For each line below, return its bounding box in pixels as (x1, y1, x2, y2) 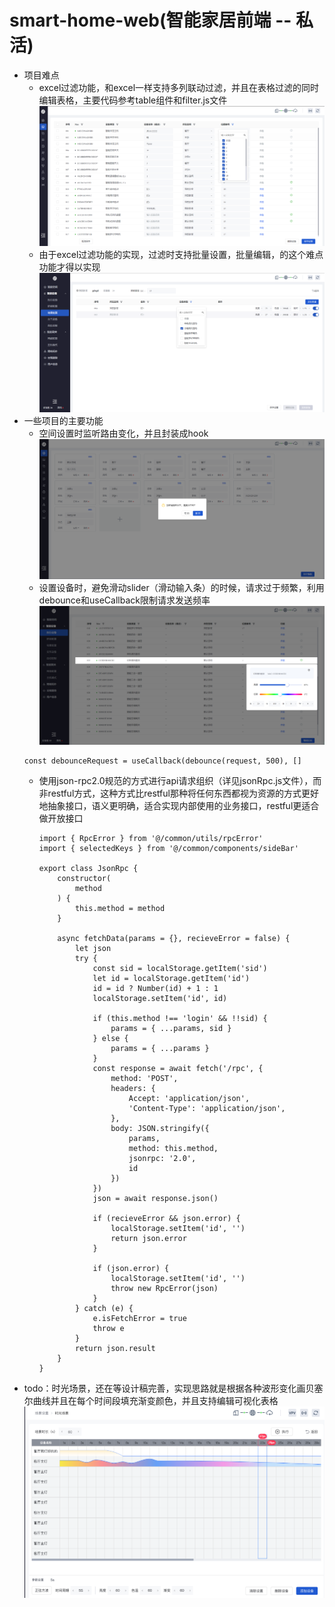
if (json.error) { (92, 1263, 170, 1273)
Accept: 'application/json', (128, 1093, 251, 1103)
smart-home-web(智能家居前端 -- (9, 9, 292, 32)
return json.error (110, 1233, 187, 1243)
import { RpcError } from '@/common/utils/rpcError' (38, 833, 264, 843)
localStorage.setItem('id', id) (92, 993, 228, 1003)
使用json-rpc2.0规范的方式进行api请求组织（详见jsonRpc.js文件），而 (38, 774, 322, 786)
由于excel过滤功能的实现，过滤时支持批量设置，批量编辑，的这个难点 (38, 249, 324, 261)
